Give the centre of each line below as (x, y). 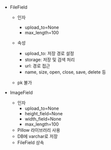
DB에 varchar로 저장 (38, 136)
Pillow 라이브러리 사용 (39, 130)
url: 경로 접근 (37, 66)
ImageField (21, 92)
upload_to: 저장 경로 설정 (49, 53)
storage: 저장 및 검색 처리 (50, 60)
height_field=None (44, 113)
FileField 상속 (31, 143)
